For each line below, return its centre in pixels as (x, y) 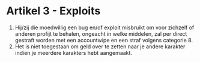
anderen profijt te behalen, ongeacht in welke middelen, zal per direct (101, 33)
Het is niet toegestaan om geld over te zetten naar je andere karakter (100, 46)
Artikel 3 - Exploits (53, 11)
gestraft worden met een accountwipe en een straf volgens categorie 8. (104, 40)
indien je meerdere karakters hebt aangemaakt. (73, 52)
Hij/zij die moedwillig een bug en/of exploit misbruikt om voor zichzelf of (105, 27)
